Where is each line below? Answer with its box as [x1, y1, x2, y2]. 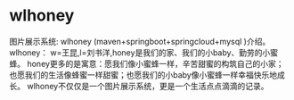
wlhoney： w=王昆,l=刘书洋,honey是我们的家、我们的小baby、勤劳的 [9, 46, 263, 58]
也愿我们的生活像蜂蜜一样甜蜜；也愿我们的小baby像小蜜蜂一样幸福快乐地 [9, 69, 278, 80]
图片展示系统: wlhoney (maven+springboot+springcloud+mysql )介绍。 [9, 36, 271, 46]
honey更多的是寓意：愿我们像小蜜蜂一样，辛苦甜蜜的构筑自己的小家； [26, 58, 284, 69]
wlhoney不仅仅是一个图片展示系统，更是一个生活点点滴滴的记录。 [26, 80, 269, 91]
